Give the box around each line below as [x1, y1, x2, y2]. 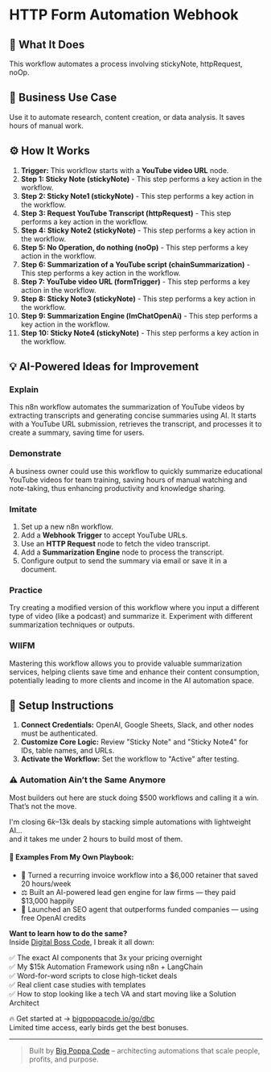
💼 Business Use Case [9, 91, 117, 105]
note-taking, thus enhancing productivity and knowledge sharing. [9, 483, 226, 493]
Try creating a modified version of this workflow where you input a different [9, 603, 260, 612]
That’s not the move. [9, 801, 77, 810]
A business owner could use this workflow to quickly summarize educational [9, 466, 263, 476]
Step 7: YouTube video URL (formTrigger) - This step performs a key [20, 276, 250, 287]
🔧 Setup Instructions [9, 699, 114, 712]
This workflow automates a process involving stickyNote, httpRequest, [9, 59, 244, 68]
